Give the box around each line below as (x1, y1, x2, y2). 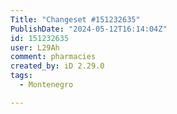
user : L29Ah (10, 42, 60, 53)
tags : (10, 71, 33, 81)
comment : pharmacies (10, 52, 97, 62)
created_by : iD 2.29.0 (10, 61, 105, 71)
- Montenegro (19, 80, 74, 90)
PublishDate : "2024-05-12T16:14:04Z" (10, 24, 168, 34)
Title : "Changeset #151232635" (10, 14, 141, 25)
